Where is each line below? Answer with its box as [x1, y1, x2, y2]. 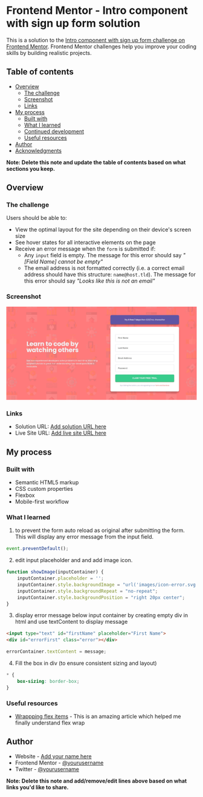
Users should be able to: [6, 214, 68, 222]
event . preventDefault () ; [6, 546, 69, 552]
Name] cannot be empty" [39, 258, 103, 266]
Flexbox [14, 491, 35, 499]
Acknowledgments [14, 147, 62, 154]
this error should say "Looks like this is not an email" [24, 277, 155, 284]
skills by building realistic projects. [6, 49, 92, 56]
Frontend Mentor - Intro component [6, 4, 188, 18]
